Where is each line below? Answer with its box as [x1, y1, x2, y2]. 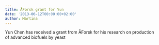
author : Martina [5, 16, 38, 21]
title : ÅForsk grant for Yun [5, 7, 64, 12]
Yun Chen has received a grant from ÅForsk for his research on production [5, 30, 154, 35]
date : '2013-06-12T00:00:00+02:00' [5, 12, 77, 16]
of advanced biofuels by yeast [5, 34, 66, 40]
